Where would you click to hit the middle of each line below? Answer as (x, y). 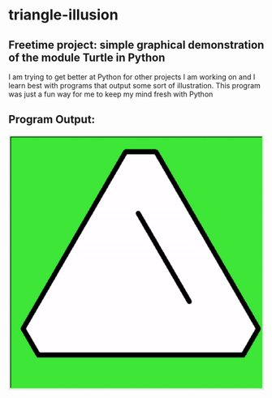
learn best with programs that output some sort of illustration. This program (135, 86)
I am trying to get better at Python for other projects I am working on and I (132, 77)
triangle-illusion (64, 15)
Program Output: (52, 120)
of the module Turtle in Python (87, 57)
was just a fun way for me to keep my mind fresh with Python (111, 94)
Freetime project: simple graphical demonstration (136, 45)
